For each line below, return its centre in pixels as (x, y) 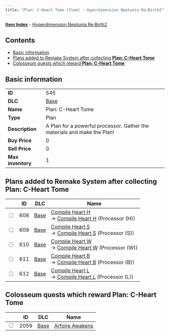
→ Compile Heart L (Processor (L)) (92, 277)
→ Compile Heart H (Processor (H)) (93, 219)
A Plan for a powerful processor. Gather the (97, 126)
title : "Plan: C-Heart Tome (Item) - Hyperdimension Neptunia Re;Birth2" (85, 10)
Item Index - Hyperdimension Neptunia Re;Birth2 (56, 24)
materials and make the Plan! (80, 132)
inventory (20, 163)
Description (22, 129)
